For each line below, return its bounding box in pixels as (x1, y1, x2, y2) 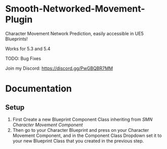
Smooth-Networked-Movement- (5, 3, 145, 15)
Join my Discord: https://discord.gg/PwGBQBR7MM (5, 65, 113, 71)
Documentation (5, 83, 72, 94)
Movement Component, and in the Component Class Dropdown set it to (12, 132, 162, 138)
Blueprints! (5, 36, 28, 42)
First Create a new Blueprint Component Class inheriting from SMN (12, 116, 153, 122)
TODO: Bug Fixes (5, 55, 41, 61)
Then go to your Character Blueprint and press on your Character (12, 127, 149, 133)
